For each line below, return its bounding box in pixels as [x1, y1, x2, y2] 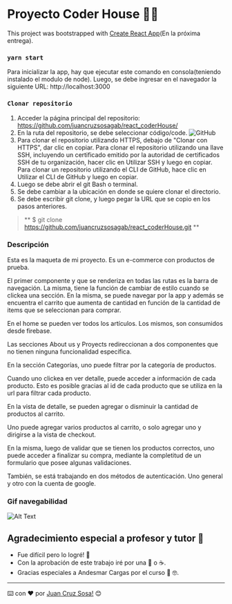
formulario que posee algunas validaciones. [7, 458, 132, 466]
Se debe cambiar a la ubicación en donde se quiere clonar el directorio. [17, 187, 221, 196]
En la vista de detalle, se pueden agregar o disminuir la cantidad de [7, 402, 199, 410]
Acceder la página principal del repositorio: [17, 113, 140, 122]
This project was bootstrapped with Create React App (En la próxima [7, 29, 201, 37]
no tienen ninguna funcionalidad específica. [7, 347, 132, 356]
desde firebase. [7, 327, 52, 335]
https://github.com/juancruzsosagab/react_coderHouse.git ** [23, 223, 200, 231]
